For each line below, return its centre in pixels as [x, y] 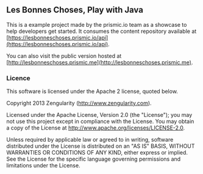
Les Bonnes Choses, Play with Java [75, 10]
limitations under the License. [43, 165]
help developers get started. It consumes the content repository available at [101, 31]
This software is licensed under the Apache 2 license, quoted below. [92, 91]
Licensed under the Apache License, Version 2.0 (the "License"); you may [99, 115]
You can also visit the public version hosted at [64, 56]
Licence [18, 78]
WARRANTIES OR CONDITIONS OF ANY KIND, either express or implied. [97, 153]
